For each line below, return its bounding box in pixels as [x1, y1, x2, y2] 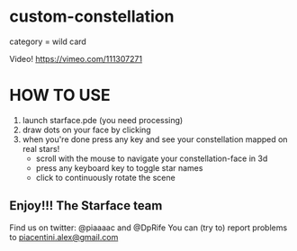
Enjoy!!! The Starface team [9, 198, 163, 213]
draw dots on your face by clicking [22, 124, 151, 135]
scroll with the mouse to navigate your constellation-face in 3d [35, 153, 268, 164]
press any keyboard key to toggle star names [35, 162, 203, 173]
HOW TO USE [9, 85, 111, 105]
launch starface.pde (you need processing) [22, 114, 184, 125]
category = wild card [9, 36, 87, 47]
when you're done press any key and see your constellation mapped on [22, 133, 288, 145]
